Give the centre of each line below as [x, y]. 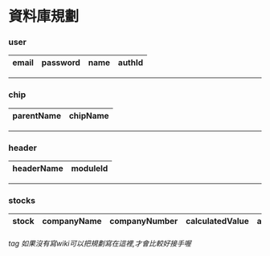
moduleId [90, 169]
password [61, 63]
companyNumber [144, 221]
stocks [22, 200]
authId [131, 63]
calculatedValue [217, 221]
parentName [37, 116]
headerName [38, 169]
